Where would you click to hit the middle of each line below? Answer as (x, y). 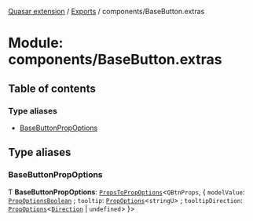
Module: (36, 43)
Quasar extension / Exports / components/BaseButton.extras (106, 11)
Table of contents (52, 88)
